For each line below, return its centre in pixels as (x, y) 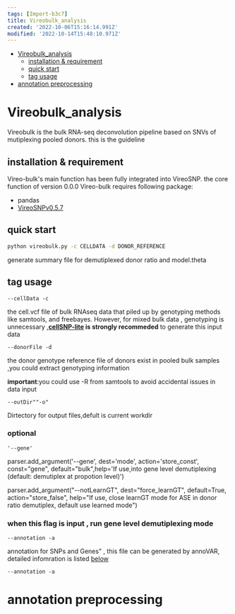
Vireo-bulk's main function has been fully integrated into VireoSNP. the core (117, 179)
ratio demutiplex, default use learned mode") (72, 505)
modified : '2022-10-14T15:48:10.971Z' (64, 34)
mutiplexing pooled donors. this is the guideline (76, 140)
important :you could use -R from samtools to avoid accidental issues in (112, 381)
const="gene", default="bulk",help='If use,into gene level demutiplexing (112, 469)
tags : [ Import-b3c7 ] (38, 14)
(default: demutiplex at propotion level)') (66, 476)
